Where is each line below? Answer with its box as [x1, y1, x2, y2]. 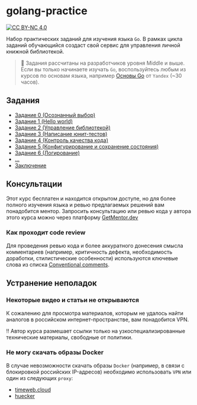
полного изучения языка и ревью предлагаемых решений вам [6, 201, 164, 208]
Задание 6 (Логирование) [14, 149, 80, 156]
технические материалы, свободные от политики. [6, 334, 133, 341]
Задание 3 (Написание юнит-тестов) [14, 130, 108, 137]
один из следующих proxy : [6, 374, 73, 381]
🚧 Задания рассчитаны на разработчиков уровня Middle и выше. [20, 59, 185, 67]
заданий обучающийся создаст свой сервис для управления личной [6, 42, 180, 49]
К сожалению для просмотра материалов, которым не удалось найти [6, 309, 183, 317]
